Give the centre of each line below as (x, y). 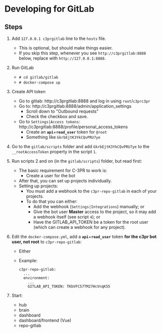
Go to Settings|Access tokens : (49, 122)
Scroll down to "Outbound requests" (62, 111)
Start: (17, 295)
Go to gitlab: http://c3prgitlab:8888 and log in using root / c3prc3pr (85, 101)
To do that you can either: (52, 201)
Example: (28, 260)
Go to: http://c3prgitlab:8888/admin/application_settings (75, 106)
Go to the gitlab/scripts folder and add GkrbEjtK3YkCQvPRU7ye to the (81, 146)
